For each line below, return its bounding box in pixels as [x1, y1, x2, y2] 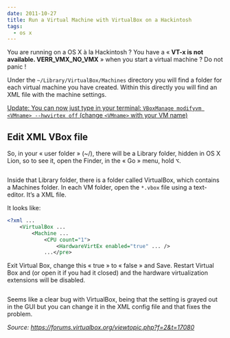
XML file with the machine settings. [7, 91, 107, 99]
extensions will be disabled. [7, 276, 86, 284]
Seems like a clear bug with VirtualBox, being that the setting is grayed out [7, 295, 218, 304]
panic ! [7, 63, 27, 71]
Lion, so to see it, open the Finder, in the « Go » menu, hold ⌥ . [7, 157, 181, 165]
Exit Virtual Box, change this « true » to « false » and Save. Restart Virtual [7, 262, 214, 270]
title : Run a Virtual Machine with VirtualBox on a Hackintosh [7, 16, 192, 23]
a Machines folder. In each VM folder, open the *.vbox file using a [7, 183, 192, 192]
